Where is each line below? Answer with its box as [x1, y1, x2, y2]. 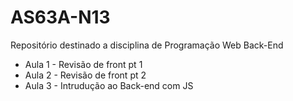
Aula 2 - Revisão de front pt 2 [24, 69, 147, 81]
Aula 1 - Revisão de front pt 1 [24, 58, 143, 70]
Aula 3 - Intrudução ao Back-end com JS [24, 79, 194, 91]
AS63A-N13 [10, 6, 111, 29]
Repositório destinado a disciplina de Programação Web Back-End [10, 39, 284, 51]
